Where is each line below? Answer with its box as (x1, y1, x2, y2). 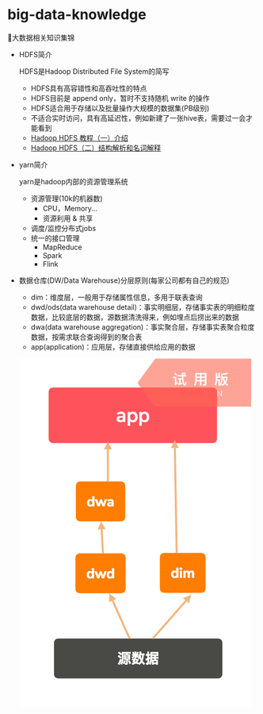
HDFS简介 (18, 49, 52, 59)
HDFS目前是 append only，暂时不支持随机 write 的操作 (30, 93, 210, 102)
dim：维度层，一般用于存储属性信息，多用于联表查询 (30, 292, 203, 302)
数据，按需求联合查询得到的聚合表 (30, 332, 143, 342)
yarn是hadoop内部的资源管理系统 (18, 176, 128, 186)
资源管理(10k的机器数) (30, 193, 104, 203)
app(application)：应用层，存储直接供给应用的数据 (30, 342, 196, 351)
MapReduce (42, 242, 82, 252)
